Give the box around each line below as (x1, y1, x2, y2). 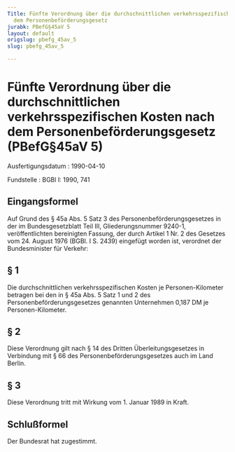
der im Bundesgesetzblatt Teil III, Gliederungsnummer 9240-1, (7, 221, 187, 230)
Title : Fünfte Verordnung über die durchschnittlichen (7, 10, 171, 18)
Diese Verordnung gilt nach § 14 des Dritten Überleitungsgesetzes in (7, 344, 205, 352)
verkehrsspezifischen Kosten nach (7, 109, 215, 125)
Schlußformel (7, 418, 69, 430)
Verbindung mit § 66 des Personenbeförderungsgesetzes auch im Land (7, 352, 213, 360)
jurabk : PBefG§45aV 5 (7, 23, 71, 30)
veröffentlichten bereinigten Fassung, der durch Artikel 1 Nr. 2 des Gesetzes (7, 229, 226, 238)
